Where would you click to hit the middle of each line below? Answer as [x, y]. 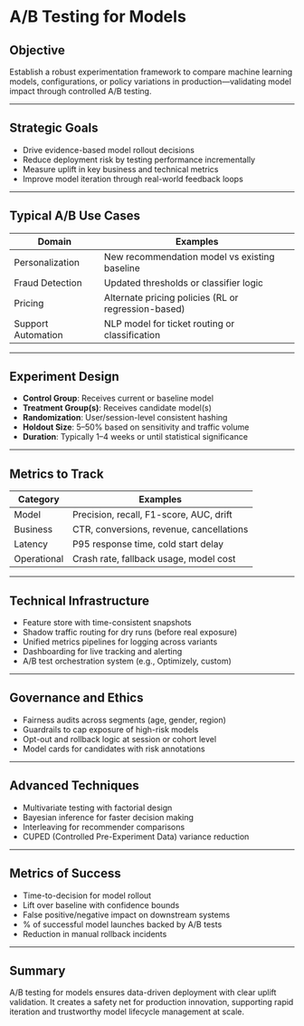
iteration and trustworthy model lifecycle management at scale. [127, 1011]
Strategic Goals [54, 128]
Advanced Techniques [75, 786]
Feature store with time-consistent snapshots [107, 623]
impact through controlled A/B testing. [81, 91]
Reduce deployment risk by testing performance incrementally [139, 160]
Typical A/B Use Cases [75, 216]
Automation [38, 334]
